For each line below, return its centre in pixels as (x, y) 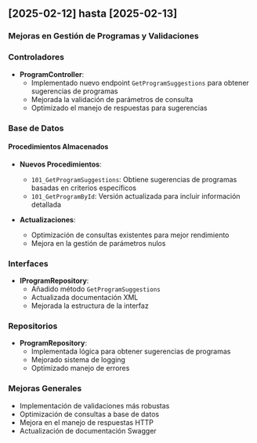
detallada (46, 204)
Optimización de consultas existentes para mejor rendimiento (130, 235)
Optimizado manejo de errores (80, 368)
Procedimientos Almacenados (58, 147)
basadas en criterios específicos (84, 188)
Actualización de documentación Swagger (88, 430)
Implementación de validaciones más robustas (94, 405)
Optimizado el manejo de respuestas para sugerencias (119, 108)
